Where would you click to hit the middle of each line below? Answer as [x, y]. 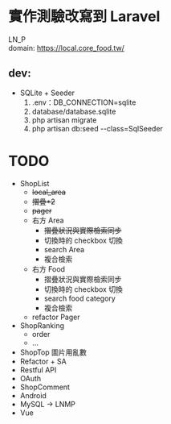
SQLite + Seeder [47, 93]
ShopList [35, 183]
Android [33, 395]
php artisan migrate [64, 120]
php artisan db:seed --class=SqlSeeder [97, 128]
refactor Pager [56, 317]
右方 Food [49, 269]
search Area [64, 249]
